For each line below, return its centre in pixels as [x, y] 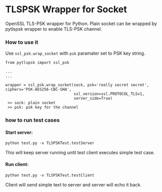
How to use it [22, 42]
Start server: [19, 132]
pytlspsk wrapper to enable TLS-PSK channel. [54, 29]
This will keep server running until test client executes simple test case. [80, 153]
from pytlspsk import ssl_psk [37, 63]
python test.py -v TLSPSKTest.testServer [50, 143]
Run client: [17, 164]
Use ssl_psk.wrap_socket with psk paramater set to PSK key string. [75, 53]
